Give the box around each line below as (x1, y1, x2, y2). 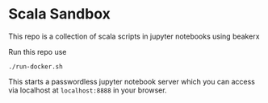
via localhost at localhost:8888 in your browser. (8, 85, 167, 95)
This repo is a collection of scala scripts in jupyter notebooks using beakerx (8, 31, 260, 41)
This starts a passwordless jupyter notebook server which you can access (8, 76, 256, 86)
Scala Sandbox (8, 5, 111, 23)
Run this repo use (8, 47, 67, 56)
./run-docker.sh (8, 62, 63, 71)
